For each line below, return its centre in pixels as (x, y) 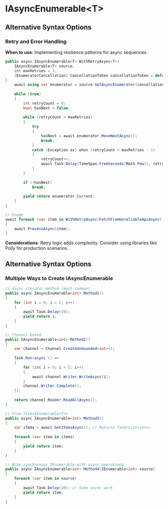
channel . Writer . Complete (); (52, 386)
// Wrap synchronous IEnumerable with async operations (64, 464)
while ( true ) (28, 94)
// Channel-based (23, 335)
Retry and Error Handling (36, 42)
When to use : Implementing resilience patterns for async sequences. (76, 52)
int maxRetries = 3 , (35, 71)
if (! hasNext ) (38, 182)
